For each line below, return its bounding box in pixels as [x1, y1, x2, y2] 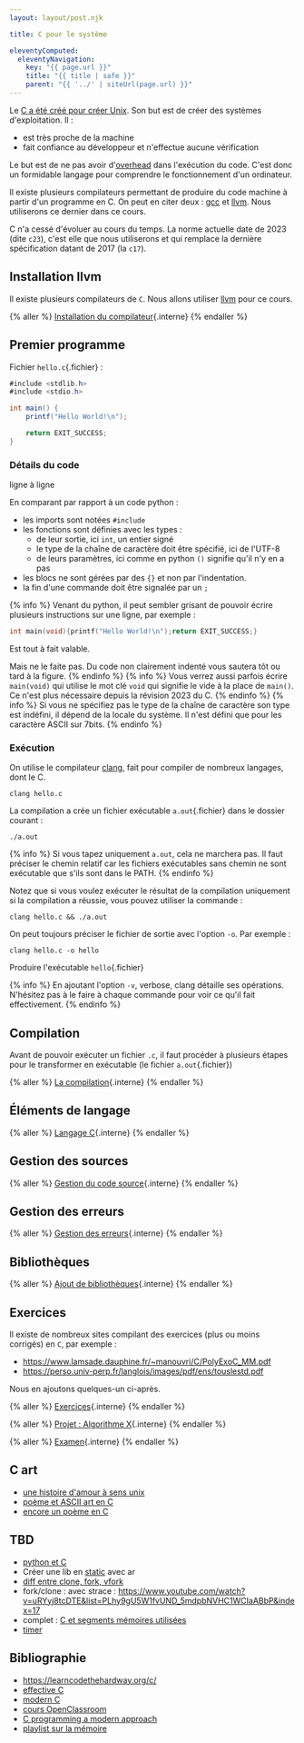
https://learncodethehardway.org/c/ [22, 1674, 157, 1686]
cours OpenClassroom [22, 1703, 107, 1714]
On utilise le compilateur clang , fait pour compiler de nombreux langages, [9, 762, 284, 773]
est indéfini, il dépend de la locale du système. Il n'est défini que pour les [9, 709, 282, 720]
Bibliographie [9, 1650, 87, 1666]
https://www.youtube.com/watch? [117, 1585, 246, 1596]
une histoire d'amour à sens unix [22, 1487, 145, 1498]
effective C [22, 1684, 64, 1695]
